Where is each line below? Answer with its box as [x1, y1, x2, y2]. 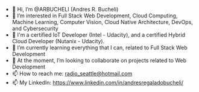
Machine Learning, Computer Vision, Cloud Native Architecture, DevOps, [11, 19, 193, 25]
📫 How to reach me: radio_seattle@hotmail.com [11, 70, 133, 77]
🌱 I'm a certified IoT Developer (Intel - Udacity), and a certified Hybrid [11, 31, 186, 38]
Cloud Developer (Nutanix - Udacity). [11, 38, 105, 44]
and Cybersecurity [11, 25, 58, 32]
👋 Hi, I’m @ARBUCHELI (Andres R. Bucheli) [11, 6, 119, 13]
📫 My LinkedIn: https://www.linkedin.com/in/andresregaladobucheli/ [11, 79, 184, 86]
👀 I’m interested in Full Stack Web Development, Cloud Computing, [11, 12, 178, 19]
